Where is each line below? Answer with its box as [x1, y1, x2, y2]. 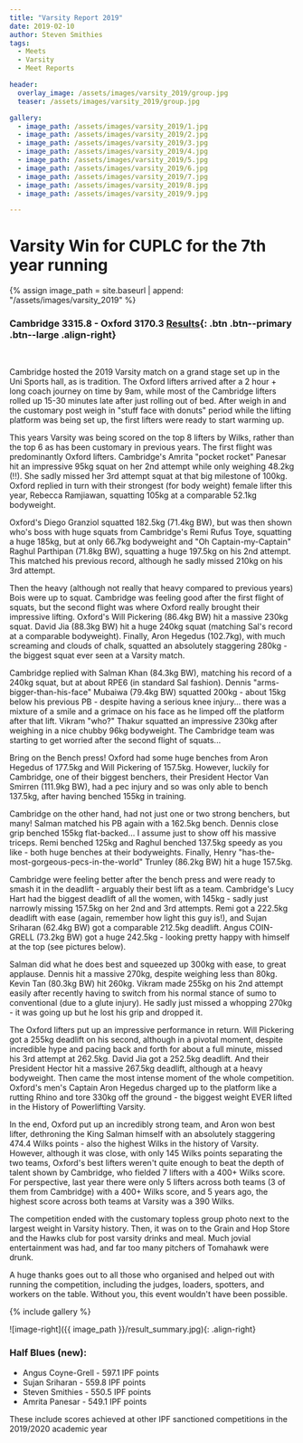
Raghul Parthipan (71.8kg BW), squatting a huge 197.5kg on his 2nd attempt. [9, 546, 291, 557]
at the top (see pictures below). [9, 941, 127, 952]
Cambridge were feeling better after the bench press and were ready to [9, 874, 276, 885]
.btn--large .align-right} [9, 329, 117, 341]
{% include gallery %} [9, 1306, 92, 1317]
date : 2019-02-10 [9, 22, 75, 31]
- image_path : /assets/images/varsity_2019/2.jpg [17, 130, 208, 139]
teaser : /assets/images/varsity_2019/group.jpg [17, 97, 201, 106]
